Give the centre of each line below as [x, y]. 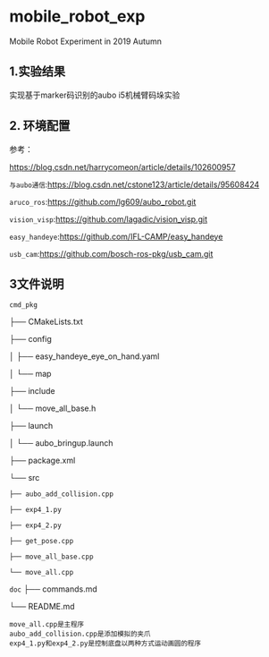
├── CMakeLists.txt [46, 322]
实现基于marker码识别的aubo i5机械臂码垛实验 [95, 95]
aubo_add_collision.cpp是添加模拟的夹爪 [80, 634]
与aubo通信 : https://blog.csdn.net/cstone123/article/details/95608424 [134, 184]
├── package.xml [42, 461]
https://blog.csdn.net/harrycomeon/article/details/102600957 [122, 166]
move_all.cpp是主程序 [47, 625]
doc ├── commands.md [53, 589]
